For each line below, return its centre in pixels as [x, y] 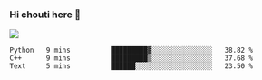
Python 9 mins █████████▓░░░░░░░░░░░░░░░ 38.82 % [131, 50]
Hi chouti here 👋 [45, 15]
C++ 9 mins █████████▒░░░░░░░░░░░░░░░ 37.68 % [131, 58]
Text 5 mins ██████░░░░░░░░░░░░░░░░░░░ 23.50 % [131, 66]
